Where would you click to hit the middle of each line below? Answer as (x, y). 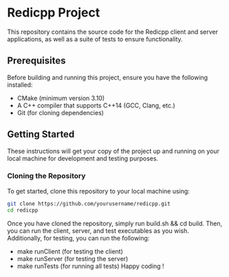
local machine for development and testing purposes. (83, 158)
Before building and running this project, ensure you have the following (108, 77)
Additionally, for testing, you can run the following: (78, 238)
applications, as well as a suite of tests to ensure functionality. (95, 39)
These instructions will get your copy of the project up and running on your (113, 151)
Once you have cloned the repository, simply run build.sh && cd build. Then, (115, 223)
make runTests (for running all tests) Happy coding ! (90, 266)
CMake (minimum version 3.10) (61, 98)
